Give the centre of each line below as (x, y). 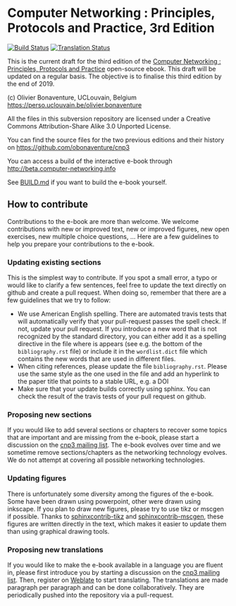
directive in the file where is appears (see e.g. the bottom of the (110, 344)
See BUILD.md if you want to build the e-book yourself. (87, 182)
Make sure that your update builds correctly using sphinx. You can (114, 389)
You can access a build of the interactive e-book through (90, 161)
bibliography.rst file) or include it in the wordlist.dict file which (112, 352)
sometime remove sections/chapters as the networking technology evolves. (117, 453)
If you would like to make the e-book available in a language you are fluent (115, 565)
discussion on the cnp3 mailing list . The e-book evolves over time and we (114, 445)
